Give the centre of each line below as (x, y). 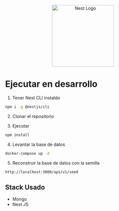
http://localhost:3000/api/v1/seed (42, 172)
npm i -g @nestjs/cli (27, 107)
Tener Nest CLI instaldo (36, 98)
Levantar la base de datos (39, 144)
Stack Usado (25, 187)
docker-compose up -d (27, 153)
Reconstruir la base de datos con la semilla (56, 163)
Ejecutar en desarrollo (51, 84)
